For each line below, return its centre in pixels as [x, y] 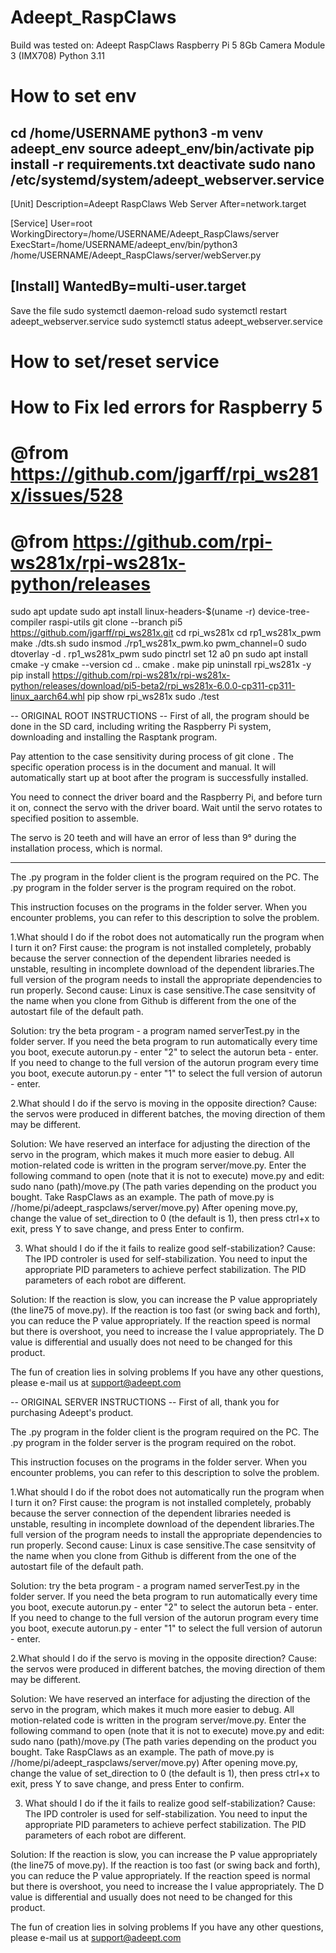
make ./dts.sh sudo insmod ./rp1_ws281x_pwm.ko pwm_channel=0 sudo [158, 643]
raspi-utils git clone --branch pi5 [115, 622]
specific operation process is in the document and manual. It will [143, 767]
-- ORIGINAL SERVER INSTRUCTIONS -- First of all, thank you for [145, 1402]
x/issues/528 [67, 495]
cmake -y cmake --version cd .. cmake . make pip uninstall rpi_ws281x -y [161, 665]
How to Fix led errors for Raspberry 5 [166, 407]
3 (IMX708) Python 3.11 [57, 55]
